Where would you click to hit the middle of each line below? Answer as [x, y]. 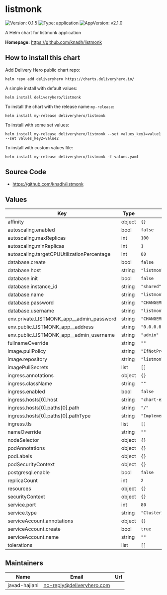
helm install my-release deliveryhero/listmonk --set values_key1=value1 [83, 134]
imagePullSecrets [28, 368]
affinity [16, 222]
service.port [22, 505]
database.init [23, 279]
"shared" [151, 287]
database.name [26, 295]
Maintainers [24, 563]
